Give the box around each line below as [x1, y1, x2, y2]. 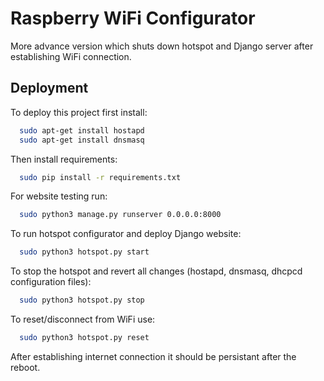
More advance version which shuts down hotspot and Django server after [10, 40, 314, 52]
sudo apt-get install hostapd [19, 125, 145, 136]
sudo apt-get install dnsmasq [19, 135, 145, 145]
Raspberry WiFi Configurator [10, 7, 256, 30]
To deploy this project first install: [10, 106, 148, 118]
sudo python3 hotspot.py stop [19, 295, 145, 306]
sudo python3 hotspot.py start [19, 247, 150, 257]
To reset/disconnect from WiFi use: [10, 313, 156, 325]
